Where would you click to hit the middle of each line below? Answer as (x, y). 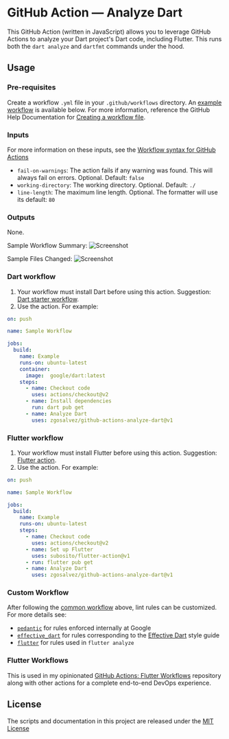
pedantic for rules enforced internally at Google (84, 628)
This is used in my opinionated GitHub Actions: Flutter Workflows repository (114, 675)
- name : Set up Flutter (59, 549)
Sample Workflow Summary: (47, 246)
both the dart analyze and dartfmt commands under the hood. (96, 46)
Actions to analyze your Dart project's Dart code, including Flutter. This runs (114, 38)
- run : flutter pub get (59, 562)
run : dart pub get (58, 408)
